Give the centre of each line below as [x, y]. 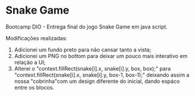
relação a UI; [30, 62]
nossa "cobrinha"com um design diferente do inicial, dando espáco [97, 81]
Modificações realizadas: [36, 38]
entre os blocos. [34, 87]
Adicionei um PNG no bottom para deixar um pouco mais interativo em [101, 56]
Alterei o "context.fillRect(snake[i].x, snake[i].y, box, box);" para [92, 68]
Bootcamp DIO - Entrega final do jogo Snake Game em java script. [87, 27]
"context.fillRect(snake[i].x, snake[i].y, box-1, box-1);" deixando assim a [102, 75]
